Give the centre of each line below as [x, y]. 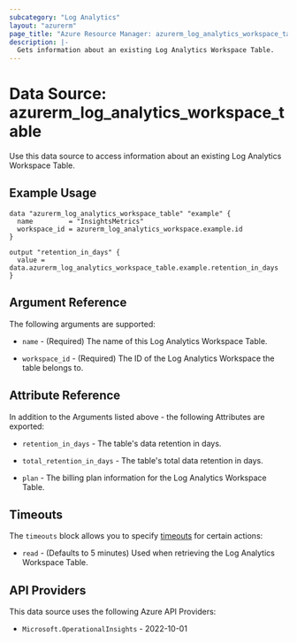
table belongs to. [53, 367]
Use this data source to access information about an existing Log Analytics [145, 157]
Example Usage [53, 193]
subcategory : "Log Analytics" [65, 17]
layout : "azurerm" [43, 26]
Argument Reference [68, 303]
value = [31, 260]
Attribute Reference [65, 396]
